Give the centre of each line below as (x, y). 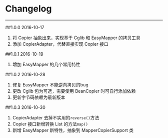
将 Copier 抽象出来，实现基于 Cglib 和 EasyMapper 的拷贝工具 (76, 38)
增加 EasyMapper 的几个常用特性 (46, 64)
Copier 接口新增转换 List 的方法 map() (50, 124)
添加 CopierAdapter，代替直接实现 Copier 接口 (60, 44)
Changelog (28, 9)
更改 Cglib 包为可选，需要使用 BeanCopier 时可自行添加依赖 (74, 91)
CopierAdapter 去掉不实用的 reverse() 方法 (56, 117)
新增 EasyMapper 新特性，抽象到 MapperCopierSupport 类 (73, 130)
